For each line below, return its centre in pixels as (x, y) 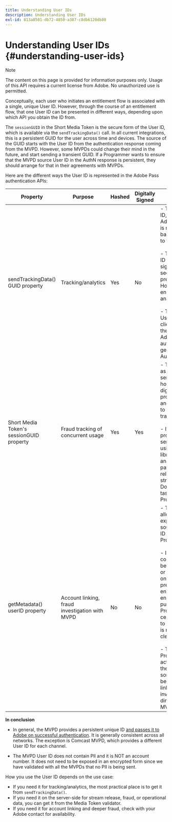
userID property (27, 611)
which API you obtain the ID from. (41, 117)
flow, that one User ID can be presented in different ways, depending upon (84, 112)
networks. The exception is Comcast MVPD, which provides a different (87, 741)
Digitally (145, 194)
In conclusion (20, 720)
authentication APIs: (26, 181)
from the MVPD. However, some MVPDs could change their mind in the (80, 149)
